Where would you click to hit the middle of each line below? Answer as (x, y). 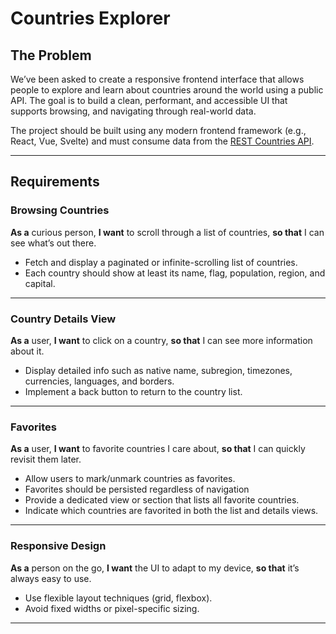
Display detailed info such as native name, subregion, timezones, (158, 370)
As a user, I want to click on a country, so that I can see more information (161, 340)
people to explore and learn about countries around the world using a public (167, 90)
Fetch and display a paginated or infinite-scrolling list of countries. (161, 262)
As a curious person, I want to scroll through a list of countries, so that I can (167, 232)
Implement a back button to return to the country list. (133, 391)
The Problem (51, 55)
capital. (40, 283)
